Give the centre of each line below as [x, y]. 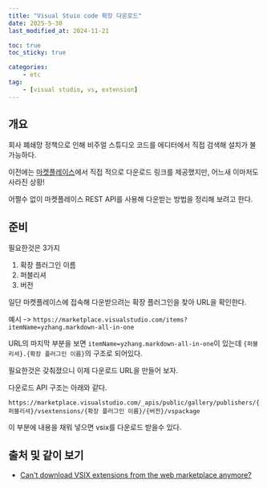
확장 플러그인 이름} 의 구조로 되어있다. [86, 354]
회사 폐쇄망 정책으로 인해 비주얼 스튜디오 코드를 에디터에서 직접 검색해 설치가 [128, 145]
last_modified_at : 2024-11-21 [59, 31]
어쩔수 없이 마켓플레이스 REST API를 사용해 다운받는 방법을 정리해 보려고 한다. [131, 199]
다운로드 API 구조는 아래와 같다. [58, 388]
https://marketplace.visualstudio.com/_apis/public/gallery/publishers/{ [134, 403]
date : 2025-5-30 [35, 23]
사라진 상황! [27, 182]
